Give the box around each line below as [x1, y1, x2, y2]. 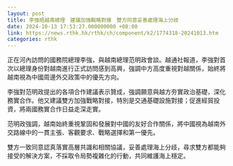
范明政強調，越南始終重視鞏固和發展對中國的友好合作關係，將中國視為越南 [7, 120, 220, 128]
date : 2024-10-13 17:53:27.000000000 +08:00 [7, 23, 138, 30]
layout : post [7, 10, 45, 17]
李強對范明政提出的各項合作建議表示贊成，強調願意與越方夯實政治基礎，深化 [7, 88, 226, 96]
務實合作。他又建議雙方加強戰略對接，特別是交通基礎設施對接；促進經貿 [7, 96, 214, 104]
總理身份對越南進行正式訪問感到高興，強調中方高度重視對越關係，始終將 [19, 64, 226, 73]
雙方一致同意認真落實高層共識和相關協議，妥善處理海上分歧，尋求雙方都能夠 [7, 143, 226, 151]
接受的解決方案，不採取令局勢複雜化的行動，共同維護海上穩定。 [7, 151, 189, 160]
